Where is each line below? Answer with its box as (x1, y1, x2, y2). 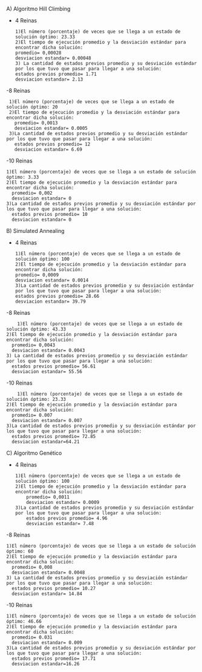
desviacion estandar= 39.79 (15, 298, 86, 304)
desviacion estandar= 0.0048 (11, 570, 85, 576)
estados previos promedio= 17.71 (11, 656, 96, 662)
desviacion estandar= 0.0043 (11, 348, 85, 354)
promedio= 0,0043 (11, 342, 56, 348)
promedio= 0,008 (11, 564, 53, 570)
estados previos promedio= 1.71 (15, 71, 97, 77)
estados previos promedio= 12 (14, 141, 91, 147)
